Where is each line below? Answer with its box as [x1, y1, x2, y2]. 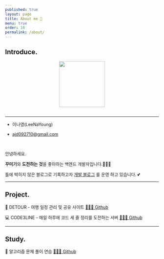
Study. [5, 235, 26, 243]
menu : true [5, 21, 27, 26]
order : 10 [5, 25, 25, 30]
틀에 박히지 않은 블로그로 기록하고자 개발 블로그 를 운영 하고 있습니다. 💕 [5, 172, 141, 177]
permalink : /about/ [5, 30, 45, 35]
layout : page [5, 12, 32, 17]
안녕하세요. [5, 151, 26, 156]
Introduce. [5, 48, 38, 56]
